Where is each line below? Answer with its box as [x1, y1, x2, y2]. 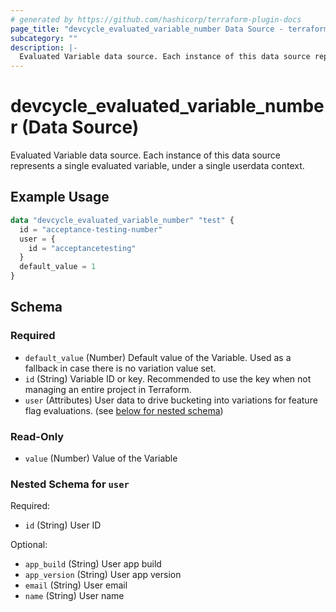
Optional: [10, 539, 48, 551]
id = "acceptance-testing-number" [19, 224, 163, 235]
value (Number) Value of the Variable [24, 452, 178, 464]
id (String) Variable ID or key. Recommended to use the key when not [24, 372, 312, 385]
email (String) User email [24, 579, 128, 591]
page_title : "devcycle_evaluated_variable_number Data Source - [10, 24, 284, 34]
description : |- [10, 42, 78, 53]
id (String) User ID [24, 519, 102, 531]
